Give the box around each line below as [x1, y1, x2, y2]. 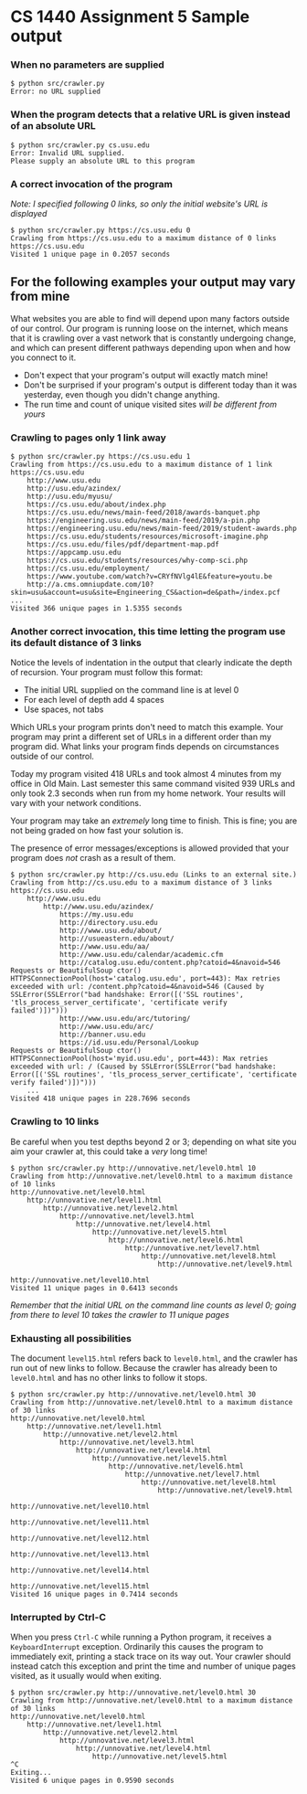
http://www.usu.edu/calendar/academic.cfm [58, 950, 224, 960]
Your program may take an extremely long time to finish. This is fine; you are [10, 815, 298, 826]
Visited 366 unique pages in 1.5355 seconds [10, 604, 183, 613]
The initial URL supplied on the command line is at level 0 [23, 685, 239, 695]
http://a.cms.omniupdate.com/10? [26, 580, 154, 589]
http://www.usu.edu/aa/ [58, 942, 150, 951]
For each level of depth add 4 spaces [23, 695, 164, 706]
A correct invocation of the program [10, 177, 173, 190]
